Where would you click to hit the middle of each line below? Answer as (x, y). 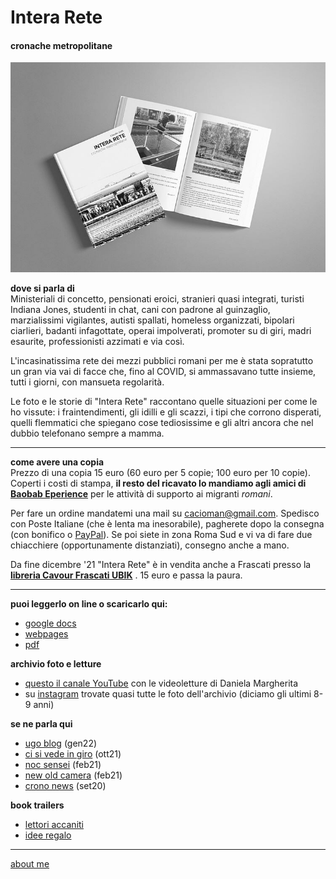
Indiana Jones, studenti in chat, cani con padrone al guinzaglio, (140, 309)
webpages (46, 633)
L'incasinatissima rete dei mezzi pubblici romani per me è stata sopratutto (162, 360)
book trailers (37, 805)
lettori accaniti (54, 824)
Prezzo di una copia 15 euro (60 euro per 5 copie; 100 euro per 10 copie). (160, 472)
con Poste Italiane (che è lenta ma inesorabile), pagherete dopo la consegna (167, 523)
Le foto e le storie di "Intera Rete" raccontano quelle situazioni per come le (164, 401)
